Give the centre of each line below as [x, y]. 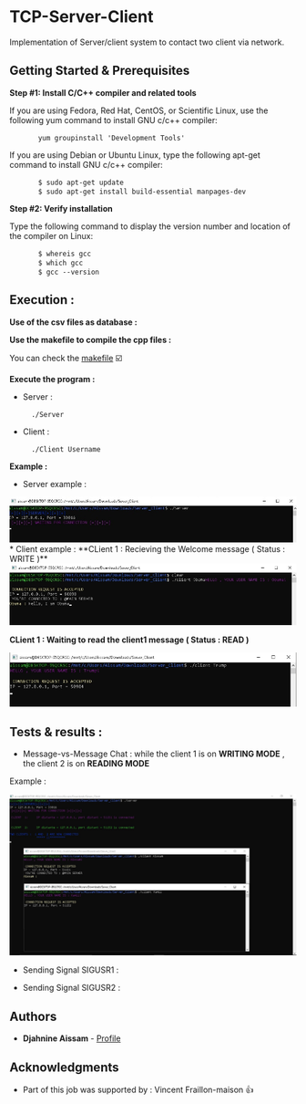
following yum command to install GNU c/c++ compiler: [114, 120]
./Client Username [66, 449]
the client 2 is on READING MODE [86, 764]
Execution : [42, 300]
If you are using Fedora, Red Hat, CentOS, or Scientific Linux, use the [139, 110]
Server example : [55, 484]
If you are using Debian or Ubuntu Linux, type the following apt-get [135, 155]
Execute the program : [52, 379]
